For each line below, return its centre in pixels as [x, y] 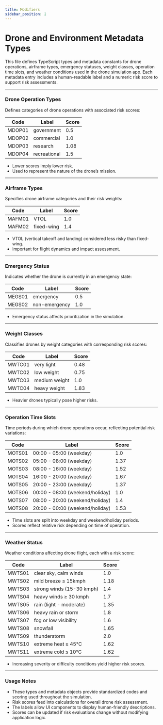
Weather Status [24, 542]
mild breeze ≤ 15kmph [60, 581]
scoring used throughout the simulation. [52, 697]
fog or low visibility [55, 620]
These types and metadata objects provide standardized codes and [80, 692]
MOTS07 [18, 500]
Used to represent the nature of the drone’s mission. [64, 171]
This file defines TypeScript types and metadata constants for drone [73, 62]
